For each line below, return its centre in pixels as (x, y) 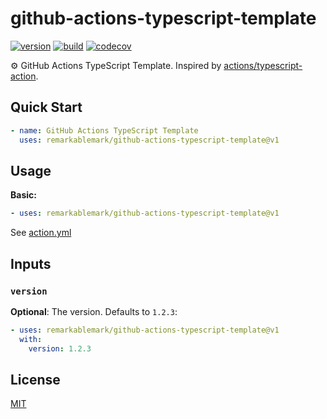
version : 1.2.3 (60, 348)
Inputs (31, 263)
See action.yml (41, 233)
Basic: (23, 195)
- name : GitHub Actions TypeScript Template (104, 130)
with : (31, 339)
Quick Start (46, 107)
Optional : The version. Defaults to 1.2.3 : (94, 311)
